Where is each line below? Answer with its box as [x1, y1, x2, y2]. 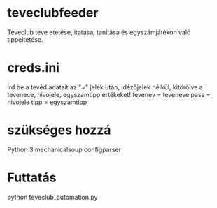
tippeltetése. [7, 35, 43, 43]
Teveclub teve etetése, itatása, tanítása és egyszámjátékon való [7, 28, 191, 36]
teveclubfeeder [7, 5, 99, 21]
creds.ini [7, 60, 60, 76]
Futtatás [7, 170, 57, 186]
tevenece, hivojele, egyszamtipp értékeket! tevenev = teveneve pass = [7, 90, 211, 98]
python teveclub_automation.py [7, 193, 98, 201]
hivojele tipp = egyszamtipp [7, 98, 87, 106]
